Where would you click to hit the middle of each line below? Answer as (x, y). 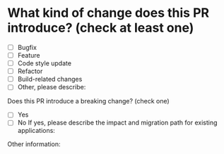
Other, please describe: (52, 87)
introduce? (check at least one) (101, 28)
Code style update (45, 63)
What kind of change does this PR (108, 13)
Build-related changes (50, 79)
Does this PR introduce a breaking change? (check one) (88, 101)
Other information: (34, 144)
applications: (36, 131)
